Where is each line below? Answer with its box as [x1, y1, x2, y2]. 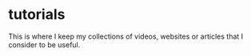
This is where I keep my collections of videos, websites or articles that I [8, 32, 244, 41]
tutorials [8, 6, 66, 24]
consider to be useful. [8, 39, 81, 49]
